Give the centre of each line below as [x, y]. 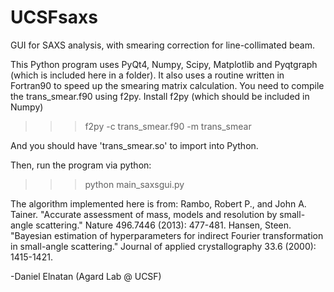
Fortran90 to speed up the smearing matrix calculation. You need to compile [167, 85]
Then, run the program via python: [81, 165]
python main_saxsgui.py [134, 184]
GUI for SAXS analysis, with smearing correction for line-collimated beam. [162, 45]
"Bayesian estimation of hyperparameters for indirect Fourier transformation [167, 235]
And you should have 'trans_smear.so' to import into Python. [134, 145]
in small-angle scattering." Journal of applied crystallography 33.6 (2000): [163, 246]
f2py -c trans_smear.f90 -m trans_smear [168, 126]
